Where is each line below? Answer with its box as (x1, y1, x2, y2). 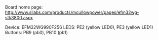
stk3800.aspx (5, 15, 33, 20)
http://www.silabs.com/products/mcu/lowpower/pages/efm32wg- (5, 9, 139, 15)
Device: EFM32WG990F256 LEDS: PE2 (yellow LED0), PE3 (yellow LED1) (5, 24, 154, 30)
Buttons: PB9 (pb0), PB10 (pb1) (5, 30, 68, 35)
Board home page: (5, 4, 43, 10)
